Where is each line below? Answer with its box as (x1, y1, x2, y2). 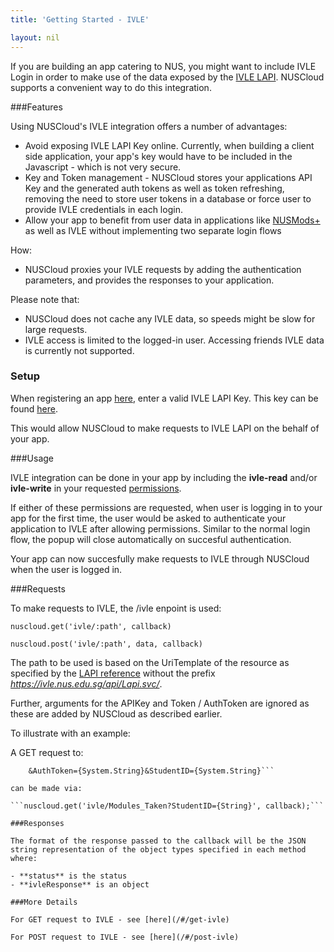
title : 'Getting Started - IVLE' (10, 14, 150, 25)
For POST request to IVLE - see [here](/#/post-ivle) (10, 932, 240, 942)
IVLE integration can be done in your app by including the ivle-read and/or (10, 471, 318, 483)
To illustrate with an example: (10, 727, 131, 739)
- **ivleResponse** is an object (10, 879, 150, 890)
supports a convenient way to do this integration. (10, 81, 212, 93)
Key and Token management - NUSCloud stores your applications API (24, 171, 313, 183)
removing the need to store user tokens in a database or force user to (24, 192, 312, 205)
